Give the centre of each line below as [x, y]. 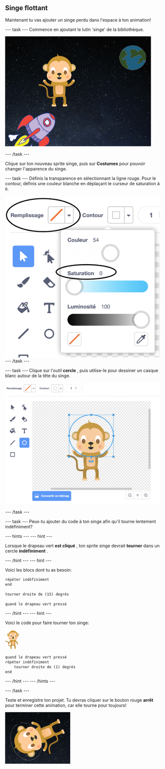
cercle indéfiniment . [27, 551]
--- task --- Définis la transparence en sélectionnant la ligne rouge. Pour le [81, 178]
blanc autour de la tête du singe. [38, 376]
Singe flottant [27, 8]
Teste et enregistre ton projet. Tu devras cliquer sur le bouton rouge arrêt [79, 700]
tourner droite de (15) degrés [37, 594]
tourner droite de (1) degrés [45, 667]
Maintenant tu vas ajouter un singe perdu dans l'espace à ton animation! [78, 20]
